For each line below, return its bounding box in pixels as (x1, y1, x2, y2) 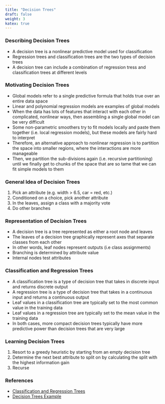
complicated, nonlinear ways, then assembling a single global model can (12, 114, 160, 120)
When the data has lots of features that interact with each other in (12, 108, 146, 114)
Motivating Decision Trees (5, 82, 69, 89)
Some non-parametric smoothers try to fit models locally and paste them (12, 124, 161, 130)
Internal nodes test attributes (12, 255, 71, 261)
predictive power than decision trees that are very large (12, 326, 125, 332)
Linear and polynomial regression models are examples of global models (12, 103, 160, 109)
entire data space (12, 98, 48, 104)
